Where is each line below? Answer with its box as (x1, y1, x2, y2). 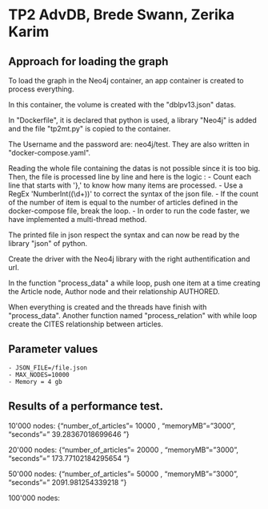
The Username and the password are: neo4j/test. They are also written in (8, 139, 250, 149)
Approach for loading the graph (8, 55, 169, 68)
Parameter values (8, 342, 98, 356)
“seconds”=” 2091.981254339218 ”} (8, 477, 127, 487)
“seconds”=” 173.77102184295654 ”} (8, 453, 130, 463)
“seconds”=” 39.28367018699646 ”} (8, 429, 130, 438)
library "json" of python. (8, 239, 88, 248)
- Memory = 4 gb (8, 378, 62, 386)
